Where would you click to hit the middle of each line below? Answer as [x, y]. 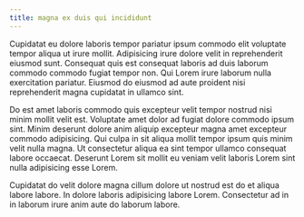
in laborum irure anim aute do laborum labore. [95, 204]
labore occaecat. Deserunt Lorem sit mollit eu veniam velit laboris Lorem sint [152, 158]
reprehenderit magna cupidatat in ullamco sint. [97, 92]
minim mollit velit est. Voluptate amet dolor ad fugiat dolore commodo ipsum [152, 119]
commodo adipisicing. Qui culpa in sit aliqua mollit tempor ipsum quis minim [151, 138]
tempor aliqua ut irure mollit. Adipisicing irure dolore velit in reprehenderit [146, 53]
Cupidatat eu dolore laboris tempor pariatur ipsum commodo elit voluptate [148, 44]
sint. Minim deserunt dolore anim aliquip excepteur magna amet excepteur [148, 129]
